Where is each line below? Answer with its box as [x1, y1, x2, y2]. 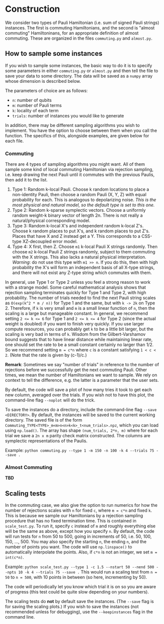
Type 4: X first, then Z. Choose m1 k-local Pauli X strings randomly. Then [12, 244, 158, 250]
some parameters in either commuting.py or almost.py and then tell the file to [5, 68, 158, 74]
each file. [5, 138, 24, 144]
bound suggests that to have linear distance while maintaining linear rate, [5, 337, 153, 343]
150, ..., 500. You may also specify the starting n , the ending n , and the [5, 539, 147, 545]
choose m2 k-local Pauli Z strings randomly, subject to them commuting [12, 249, 156, 255]
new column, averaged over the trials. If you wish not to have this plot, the [5, 392, 154, 398]
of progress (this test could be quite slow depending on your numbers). [5, 589, 149, 595]
